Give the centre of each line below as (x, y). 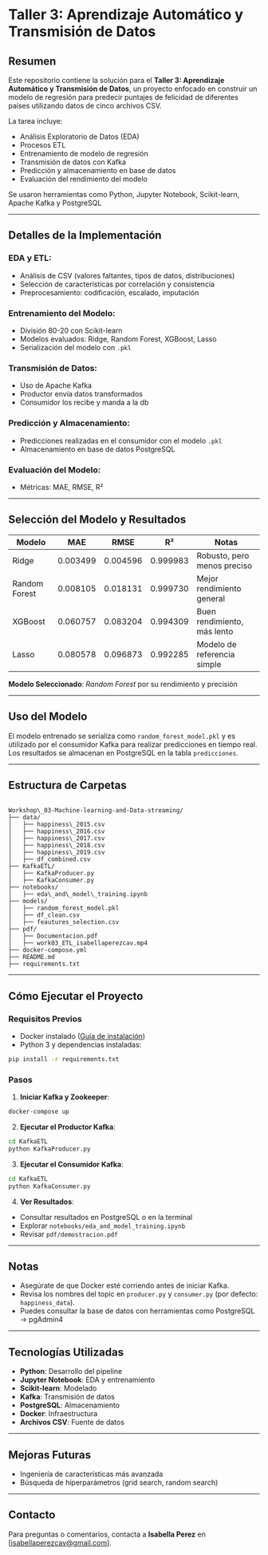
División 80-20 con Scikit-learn (71, 330)
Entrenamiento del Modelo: (62, 313)
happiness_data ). (47, 1303)
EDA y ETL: (30, 259)
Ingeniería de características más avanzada (91, 1474)
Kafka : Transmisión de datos (67, 1397)
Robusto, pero (223, 555)
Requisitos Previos (45, 1019)
